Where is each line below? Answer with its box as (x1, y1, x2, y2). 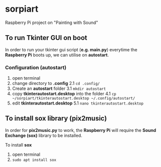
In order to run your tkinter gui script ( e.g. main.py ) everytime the (5, 46, 138, 52)
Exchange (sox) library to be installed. (5, 132, 82, 138)
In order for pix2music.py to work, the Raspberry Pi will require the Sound (5, 127, 157, 133)
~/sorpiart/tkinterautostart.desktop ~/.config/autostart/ (12, 96, 136, 101)
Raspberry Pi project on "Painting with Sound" (5, 20, 98, 25)
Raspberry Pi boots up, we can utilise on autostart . (5, 52, 109, 58)
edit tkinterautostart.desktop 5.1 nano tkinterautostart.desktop (12, 100, 143, 106)
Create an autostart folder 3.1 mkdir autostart (12, 85, 106, 91)
